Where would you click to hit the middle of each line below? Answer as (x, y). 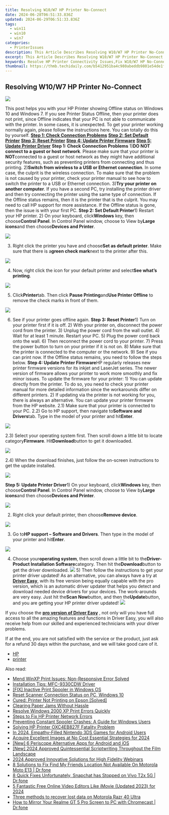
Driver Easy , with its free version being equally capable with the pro (83, 581)
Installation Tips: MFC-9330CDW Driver (54, 684)
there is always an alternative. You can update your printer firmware (83, 400)
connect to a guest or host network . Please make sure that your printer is (82, 151)
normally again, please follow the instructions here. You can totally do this (82, 130)
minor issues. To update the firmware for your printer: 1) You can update (87, 378)
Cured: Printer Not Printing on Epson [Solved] (60, 700)
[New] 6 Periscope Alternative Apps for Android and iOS (71, 743)
